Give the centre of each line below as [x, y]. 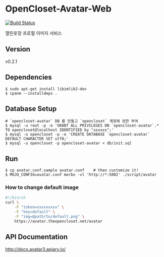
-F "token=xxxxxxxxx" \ [39, 207]
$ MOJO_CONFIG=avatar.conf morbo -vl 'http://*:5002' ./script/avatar [81, 175]
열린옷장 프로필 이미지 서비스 [34, 33]
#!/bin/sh [16, 198]
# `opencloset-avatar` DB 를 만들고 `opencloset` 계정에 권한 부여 [72, 121]
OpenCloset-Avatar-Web [59, 9]
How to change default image [42, 187]
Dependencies [29, 77]
